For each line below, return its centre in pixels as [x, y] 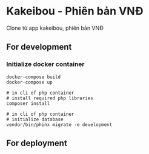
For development [39, 47]
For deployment [37, 143]
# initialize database [35, 119]
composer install [28, 103]
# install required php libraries [50, 98]
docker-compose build [34, 77]
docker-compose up [29, 82]
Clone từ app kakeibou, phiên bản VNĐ [55, 28]
